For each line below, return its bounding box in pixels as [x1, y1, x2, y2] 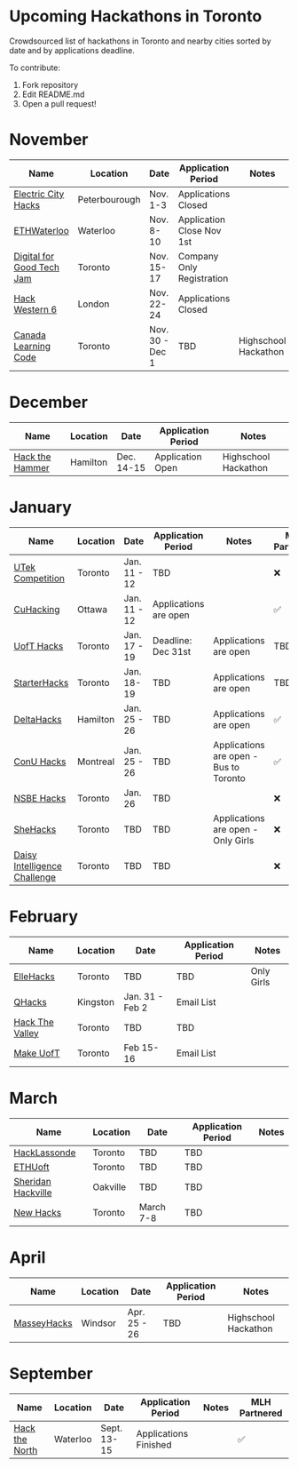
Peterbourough [77, 193, 141, 205]
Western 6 [13, 303, 58, 315]
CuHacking [13, 602, 60, 615]
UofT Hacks [13, 640, 64, 652]
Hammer [13, 461, 51, 474]
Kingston [76, 995, 115, 1008]
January [9, 498, 73, 517]
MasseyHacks [13, 1317, 73, 1329]
